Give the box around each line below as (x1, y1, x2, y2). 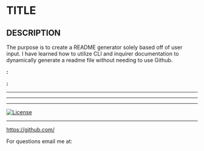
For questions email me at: (6, 138, 73, 145)
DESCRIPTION (6, 28, 61, 38)
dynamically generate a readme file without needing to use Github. (6, 57, 173, 63)
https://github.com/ (6, 126, 55, 133)
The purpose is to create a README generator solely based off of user (6, 43, 183, 51)
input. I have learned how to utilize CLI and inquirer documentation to (6, 50, 179, 57)
